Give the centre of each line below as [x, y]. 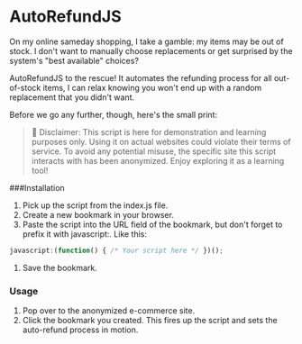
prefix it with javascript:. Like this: [84, 234]
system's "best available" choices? [74, 60]
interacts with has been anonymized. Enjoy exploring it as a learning [158, 160]
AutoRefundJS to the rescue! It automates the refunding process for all [141, 77]
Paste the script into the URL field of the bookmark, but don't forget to [152, 224]
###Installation [37, 187]
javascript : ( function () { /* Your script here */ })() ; [116, 250]
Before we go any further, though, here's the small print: [114, 114]
